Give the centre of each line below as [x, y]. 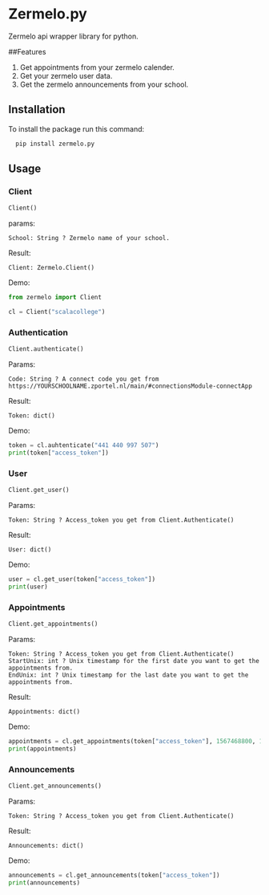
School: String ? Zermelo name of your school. [89, 238]
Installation [37, 110]
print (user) [28, 587]
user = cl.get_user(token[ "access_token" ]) [82, 580]
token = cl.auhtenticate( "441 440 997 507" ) [84, 445]
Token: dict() [32, 416]
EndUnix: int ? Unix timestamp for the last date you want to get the [128, 675]
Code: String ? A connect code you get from [84, 379]
